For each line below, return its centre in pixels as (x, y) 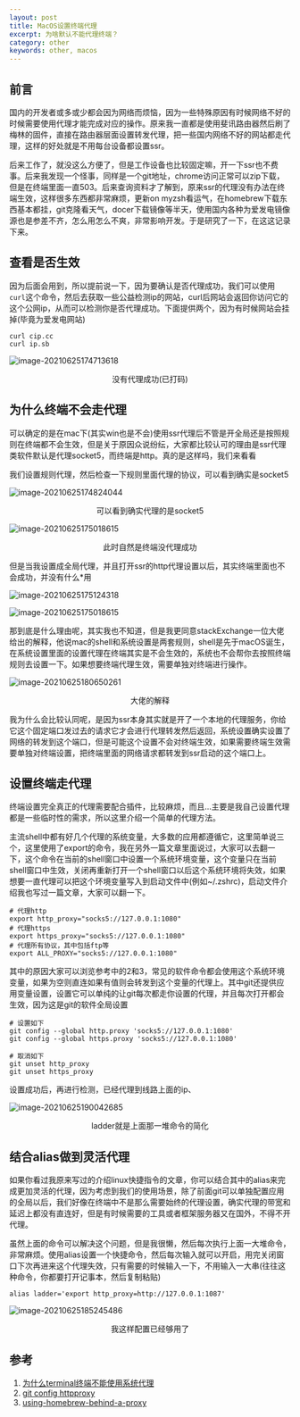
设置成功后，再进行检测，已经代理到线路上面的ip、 (103, 1089)
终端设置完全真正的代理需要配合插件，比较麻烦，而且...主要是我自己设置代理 (150, 807)
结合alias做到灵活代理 (70, 1157)
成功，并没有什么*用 (54, 577)
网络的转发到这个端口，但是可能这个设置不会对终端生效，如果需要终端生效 (146, 741)
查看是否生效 (45, 263)
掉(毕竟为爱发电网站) (48, 319)
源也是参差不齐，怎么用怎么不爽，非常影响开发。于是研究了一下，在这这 (142, 221)
